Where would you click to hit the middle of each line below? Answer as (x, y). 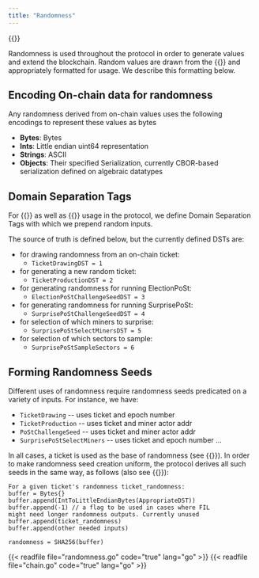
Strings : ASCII (43, 154)
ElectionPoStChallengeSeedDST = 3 (88, 298)
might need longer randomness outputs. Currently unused (104, 515)
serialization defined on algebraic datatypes (91, 172)
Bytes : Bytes (41, 138)
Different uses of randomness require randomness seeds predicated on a (128, 391)
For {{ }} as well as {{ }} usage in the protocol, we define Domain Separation (129, 215)
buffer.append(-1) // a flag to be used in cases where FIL (109, 508)
